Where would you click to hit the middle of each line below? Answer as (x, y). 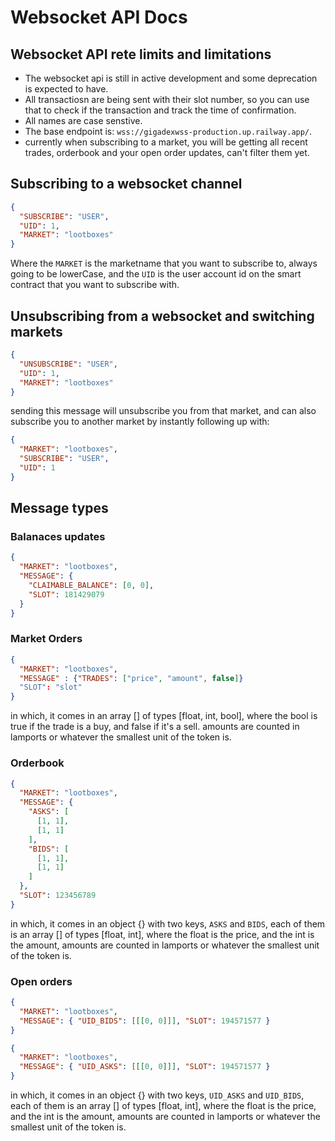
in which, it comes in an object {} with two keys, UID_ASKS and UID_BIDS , (157, 1095)
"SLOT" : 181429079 (66, 594)
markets (36, 331)
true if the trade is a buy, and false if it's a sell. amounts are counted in (155, 727)
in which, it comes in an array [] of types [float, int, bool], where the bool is (164, 716)
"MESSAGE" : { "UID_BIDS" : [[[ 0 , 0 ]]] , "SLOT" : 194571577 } (145, 1021)
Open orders (41, 981)
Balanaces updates (58, 537)
